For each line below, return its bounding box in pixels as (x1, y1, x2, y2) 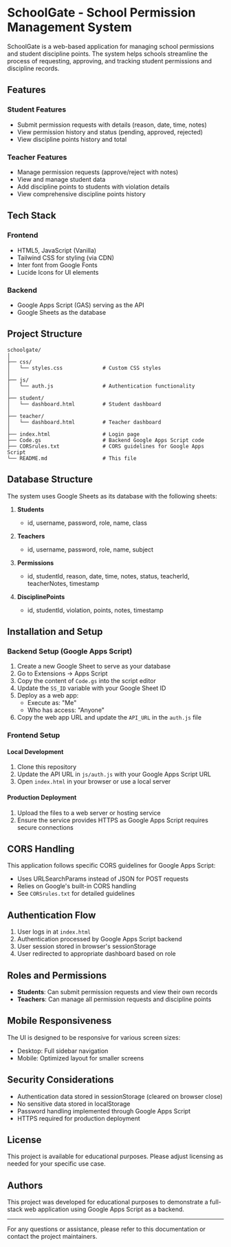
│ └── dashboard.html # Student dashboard (7, 401, 162, 408)
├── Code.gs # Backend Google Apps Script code (7, 437, 205, 443)
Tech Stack (7, 210, 56, 222)
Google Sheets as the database (16, 308, 107, 316)
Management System (7, 19, 133, 35)
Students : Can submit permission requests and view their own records (16, 987, 218, 996)
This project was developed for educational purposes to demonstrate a (7, 1198, 208, 1206)
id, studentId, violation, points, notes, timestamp (27, 606, 164, 614)
